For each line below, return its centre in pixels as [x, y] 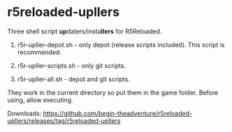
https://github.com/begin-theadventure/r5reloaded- [118, 113]
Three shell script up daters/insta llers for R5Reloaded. [85, 31]
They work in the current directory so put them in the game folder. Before [113, 92]
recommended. [39, 52]
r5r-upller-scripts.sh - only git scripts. [72, 65]
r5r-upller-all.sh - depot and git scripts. [74, 79]
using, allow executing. [40, 100]
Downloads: [24, 113]
